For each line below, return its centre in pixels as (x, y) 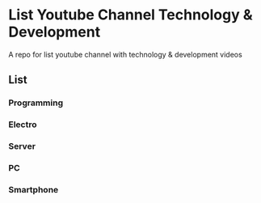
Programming (36, 103)
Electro (23, 125)
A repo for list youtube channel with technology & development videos (125, 54)
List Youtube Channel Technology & (130, 15)
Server (22, 146)
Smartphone (34, 189)
